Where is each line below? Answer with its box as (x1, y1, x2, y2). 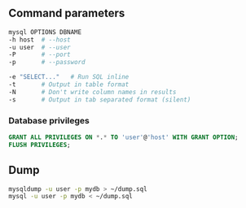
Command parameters (8, 6, 125, 20)
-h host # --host (8, 36, 71, 44)
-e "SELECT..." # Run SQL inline (8, 73, 130, 81)
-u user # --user (8, 43, 71, 51)
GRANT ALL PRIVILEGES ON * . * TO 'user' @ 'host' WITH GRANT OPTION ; (8, 133, 239, 141)
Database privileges (8, 115, 90, 126)
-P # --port (8, 50, 71, 59)
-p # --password (8, 58, 86, 67)
